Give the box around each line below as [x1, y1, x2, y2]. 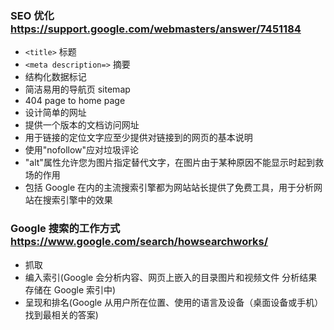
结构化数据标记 [24, 71, 87, 83]
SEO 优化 [10, 8, 55, 22]
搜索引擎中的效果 [42, 194, 113, 206]
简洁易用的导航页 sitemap [24, 83, 131, 96]
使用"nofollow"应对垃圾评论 [24, 144, 140, 156]
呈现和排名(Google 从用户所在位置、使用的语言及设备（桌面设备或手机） [24, 296, 324, 308]
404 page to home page [24, 95, 126, 107]
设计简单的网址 [24, 107, 87, 119]
